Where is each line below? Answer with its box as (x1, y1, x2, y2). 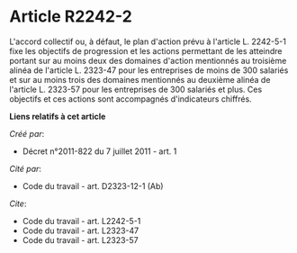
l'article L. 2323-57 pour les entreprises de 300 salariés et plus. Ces (9, 84, 263, 95)
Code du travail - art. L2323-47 (22, 225, 139, 236)
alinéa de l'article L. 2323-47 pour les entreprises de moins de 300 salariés (9, 65, 289, 76)
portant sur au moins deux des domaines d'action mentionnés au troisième (9, 55, 287, 66)
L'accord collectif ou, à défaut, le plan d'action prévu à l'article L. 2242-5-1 (9, 36, 286, 47)
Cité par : (9, 163, 42, 174)
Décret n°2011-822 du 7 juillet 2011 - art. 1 (22, 146, 177, 157)
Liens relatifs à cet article (9, 111, 106, 122)
